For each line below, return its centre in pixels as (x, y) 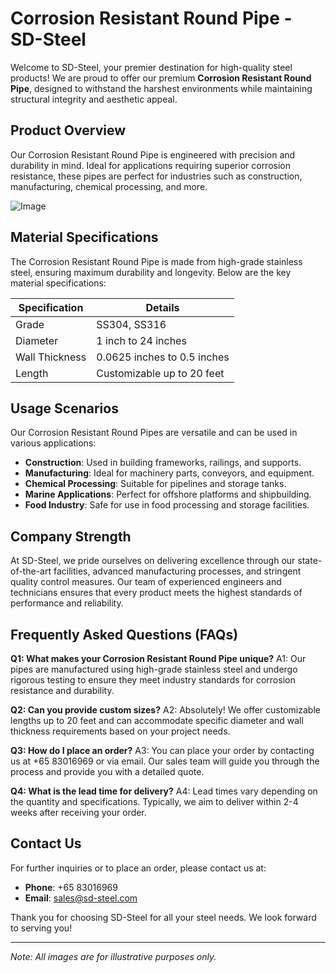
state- (310, 561)
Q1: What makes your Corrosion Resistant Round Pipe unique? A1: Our (158, 658)
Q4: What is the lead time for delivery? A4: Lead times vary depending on (164, 791)
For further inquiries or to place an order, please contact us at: (138, 868)
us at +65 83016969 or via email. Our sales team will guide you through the (165, 761)
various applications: (53, 443)
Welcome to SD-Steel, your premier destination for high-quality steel (151, 67)
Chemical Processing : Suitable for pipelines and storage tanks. (155, 484)
